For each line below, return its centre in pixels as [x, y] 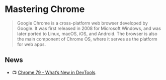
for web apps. [31, 44]
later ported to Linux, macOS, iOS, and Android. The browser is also [87, 33]
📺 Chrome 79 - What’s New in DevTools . [54, 72]
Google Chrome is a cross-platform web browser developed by [82, 23]
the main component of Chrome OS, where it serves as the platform [87, 39]
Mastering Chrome [45, 9]
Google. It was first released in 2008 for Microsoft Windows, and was [89, 28]
